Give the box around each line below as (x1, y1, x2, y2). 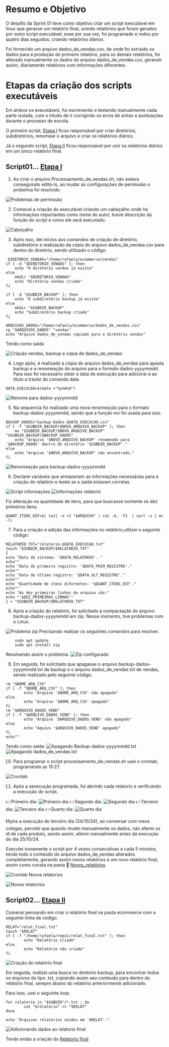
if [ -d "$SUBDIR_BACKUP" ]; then (6, 292, 78, 297)
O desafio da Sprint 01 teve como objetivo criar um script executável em (6, 20, 155, 26)
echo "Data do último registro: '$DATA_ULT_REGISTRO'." (6, 573, 125, 578)
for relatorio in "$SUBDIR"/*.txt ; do (6, 1000, 90, 1005)
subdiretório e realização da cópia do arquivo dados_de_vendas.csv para (13, 242, 164, 248)
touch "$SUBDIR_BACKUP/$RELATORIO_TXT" (6, 546, 90, 551)
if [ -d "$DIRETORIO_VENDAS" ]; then (6, 261, 85, 266)
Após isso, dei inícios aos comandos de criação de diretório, (13, 236, 138, 242)
